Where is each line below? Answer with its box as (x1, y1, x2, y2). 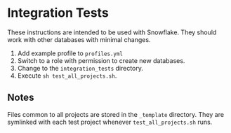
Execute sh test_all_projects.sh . (17, 71, 117, 80)
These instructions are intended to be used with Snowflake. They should (7, 28, 217, 36)
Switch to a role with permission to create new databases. (17, 56, 185, 64)
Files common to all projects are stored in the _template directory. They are (7, 110, 225, 118)
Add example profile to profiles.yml (17, 49, 123, 57)
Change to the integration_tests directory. (17, 64, 144, 72)
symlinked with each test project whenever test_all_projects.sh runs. (7, 118, 213, 126)
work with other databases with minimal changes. (7, 35, 151, 43)
